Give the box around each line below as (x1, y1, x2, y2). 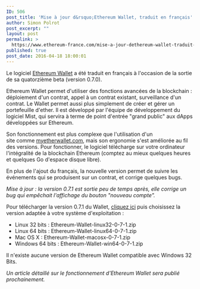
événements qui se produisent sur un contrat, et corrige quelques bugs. (6, 173, 183, 181)
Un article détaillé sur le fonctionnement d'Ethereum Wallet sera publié (6, 269, 180, 276)
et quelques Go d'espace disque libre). (6, 156, 101, 163)
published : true (6, 48, 46, 54)
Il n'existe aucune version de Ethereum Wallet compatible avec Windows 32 (6, 251, 192, 259)
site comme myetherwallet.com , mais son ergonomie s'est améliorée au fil (6, 136, 188, 144)
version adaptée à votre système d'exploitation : (6, 209, 124, 216)
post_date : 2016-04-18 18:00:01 (6, 53, 86, 59)
